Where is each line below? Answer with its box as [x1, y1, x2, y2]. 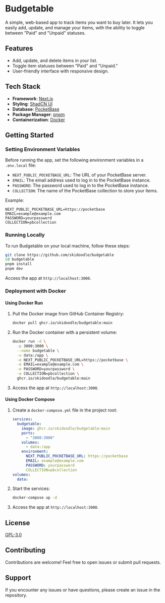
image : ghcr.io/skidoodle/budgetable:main [21, 426, 110, 431]
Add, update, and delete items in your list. [12, 58, 98, 63]
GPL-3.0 [5, 532, 22, 538]
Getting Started [5, 131, 54, 139]
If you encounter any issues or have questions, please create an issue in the [5, 587, 161, 593]
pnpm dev [5, 266, 23, 271]
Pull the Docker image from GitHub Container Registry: [12, 311, 124, 317]
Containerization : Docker [12, 117, 65, 122]
